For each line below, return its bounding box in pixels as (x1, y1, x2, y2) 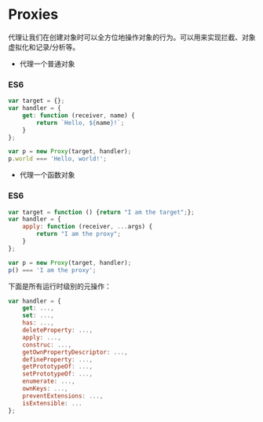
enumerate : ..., (22, 377, 76, 386)
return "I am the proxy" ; (36, 230, 122, 238)
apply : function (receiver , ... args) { (22, 222, 153, 231)
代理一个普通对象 (19, 59, 75, 68)
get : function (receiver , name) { (22, 112, 135, 119)
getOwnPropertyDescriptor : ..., (22, 348, 128, 356)
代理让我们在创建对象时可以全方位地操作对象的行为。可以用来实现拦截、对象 (8, 32, 256, 42)
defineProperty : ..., (22, 355, 93, 363)
